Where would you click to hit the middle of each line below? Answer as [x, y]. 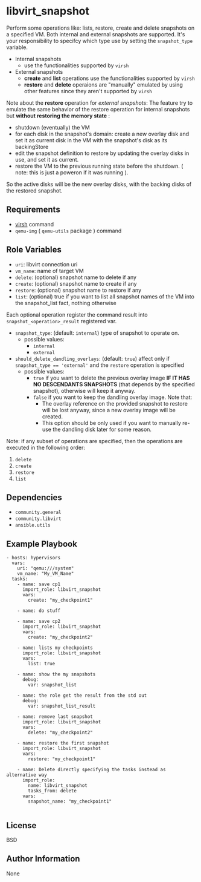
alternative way [27, 775]
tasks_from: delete [53, 791]
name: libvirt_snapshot [58, 786]
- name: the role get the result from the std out [82, 696]
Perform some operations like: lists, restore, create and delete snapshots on [101, 28]
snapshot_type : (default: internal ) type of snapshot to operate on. [97, 333]
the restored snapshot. [34, 190]
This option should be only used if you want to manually [111, 423]
